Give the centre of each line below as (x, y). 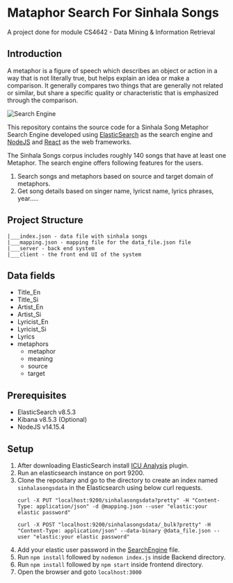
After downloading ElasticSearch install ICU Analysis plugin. (103, 466)
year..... (28, 198)
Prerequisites (37, 395)
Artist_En (30, 307)
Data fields (31, 276)
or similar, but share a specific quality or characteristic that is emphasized (113, 92)
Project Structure (45, 220)
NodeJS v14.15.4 (41, 427)
